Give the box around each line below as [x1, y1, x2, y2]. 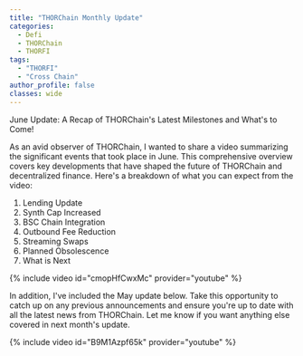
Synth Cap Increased [22, 207, 101, 217]
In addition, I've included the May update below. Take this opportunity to [9, 290, 279, 301]
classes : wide [9, 89, 63, 98]
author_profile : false [9, 81, 95, 90]
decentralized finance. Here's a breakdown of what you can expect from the [9, 169, 294, 181]
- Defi [17, 30, 43, 39]
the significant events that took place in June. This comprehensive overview [9, 150, 293, 161]
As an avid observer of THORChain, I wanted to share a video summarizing [9, 141, 289, 152]
